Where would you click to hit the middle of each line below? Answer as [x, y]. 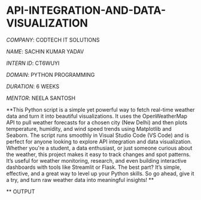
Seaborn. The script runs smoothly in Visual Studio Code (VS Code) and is [98, 135]
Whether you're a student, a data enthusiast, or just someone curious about [99, 148]
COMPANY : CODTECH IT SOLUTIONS [53, 40]
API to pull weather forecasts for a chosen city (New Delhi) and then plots [97, 122]
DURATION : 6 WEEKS [33, 86]
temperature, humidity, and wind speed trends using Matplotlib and [89, 129]
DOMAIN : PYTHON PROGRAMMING [51, 74]
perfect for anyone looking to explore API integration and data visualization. [99, 141]
